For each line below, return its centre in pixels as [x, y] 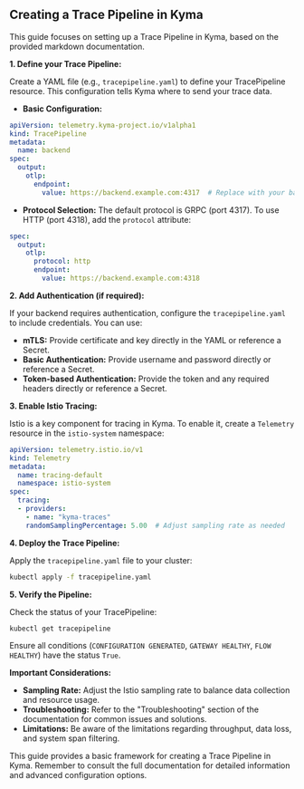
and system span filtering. [71, 738]
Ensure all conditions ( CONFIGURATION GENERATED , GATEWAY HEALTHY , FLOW [140, 646]
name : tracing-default [60, 475]
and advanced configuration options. [78, 775]
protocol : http [62, 262]
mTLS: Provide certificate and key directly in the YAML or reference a [152, 340]
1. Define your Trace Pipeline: [66, 63]
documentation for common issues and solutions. [114, 719]
